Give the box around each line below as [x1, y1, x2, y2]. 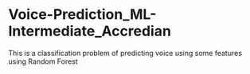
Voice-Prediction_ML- [8, 6, 157, 24]
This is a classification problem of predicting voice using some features [8, 48, 243, 57]
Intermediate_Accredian [8, 22, 171, 40]
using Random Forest [8, 57, 78, 66]
